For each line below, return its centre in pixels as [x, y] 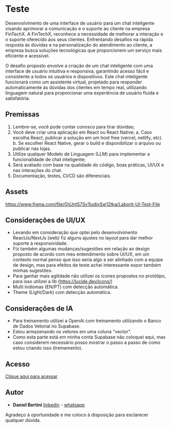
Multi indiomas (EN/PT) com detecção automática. [66, 287]
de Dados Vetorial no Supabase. [46, 326]
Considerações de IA [39, 308]
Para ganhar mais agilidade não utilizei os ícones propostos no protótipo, [89, 276]
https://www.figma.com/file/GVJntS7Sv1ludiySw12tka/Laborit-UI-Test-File [83, 204]
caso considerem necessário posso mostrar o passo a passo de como [87, 343]
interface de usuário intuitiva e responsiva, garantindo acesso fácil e [77, 71]
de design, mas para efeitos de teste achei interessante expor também [87, 265]
